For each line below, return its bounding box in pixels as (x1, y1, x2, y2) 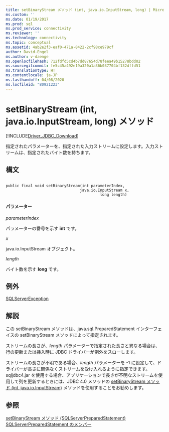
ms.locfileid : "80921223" (6, 82, 60, 87)
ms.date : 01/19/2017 (6, 17, 49, 22)
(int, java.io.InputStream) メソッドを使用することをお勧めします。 (11, 385, 146, 391)
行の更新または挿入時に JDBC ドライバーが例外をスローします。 (6, 349, 138, 355)
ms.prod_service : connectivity (6, 26, 71, 31)
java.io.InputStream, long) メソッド (6, 116, 154, 127)
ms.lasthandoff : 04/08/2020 (6, 77, 65, 82)
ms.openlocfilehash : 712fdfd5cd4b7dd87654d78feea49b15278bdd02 (6, 59, 141, 64)
